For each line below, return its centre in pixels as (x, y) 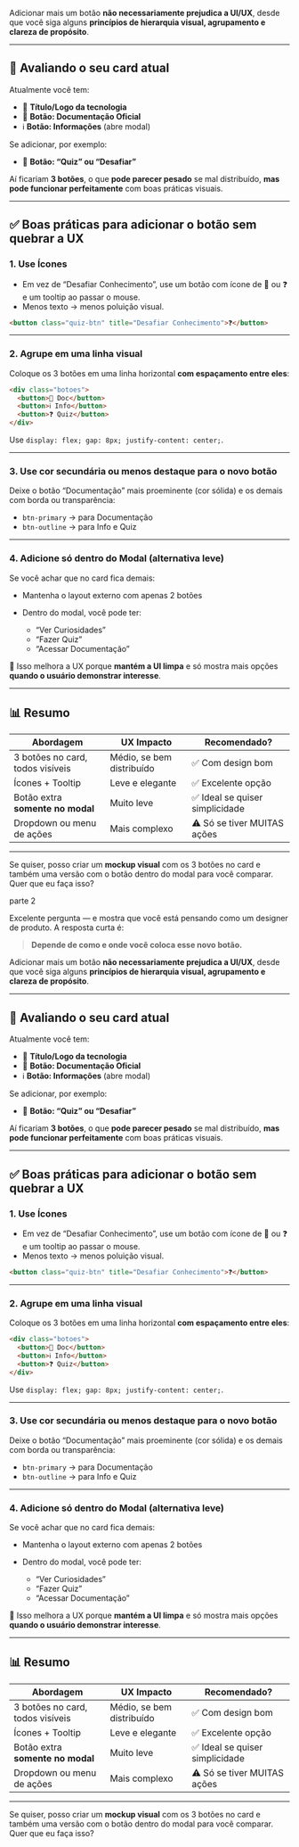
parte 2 (23, 901)
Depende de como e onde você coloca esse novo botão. (137, 945)
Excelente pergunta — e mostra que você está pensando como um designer (149, 919)
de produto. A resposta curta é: (67, 928)
